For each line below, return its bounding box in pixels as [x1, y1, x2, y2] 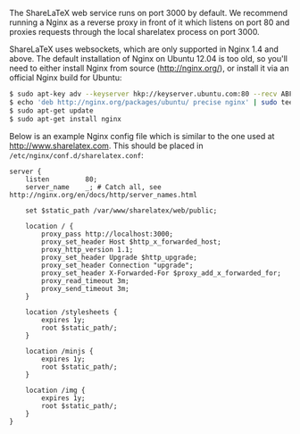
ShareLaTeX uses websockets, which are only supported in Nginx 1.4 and [9, 44, 279, 54]
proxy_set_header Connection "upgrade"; [41, 261, 194, 270]
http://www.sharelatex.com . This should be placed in [9, 140, 204, 151]
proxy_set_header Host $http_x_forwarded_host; [41, 237, 221, 246]
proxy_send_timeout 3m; [41, 284, 129, 293]
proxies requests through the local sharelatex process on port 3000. [9, 27, 261, 37]
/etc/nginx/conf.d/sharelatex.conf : [9, 149, 145, 160]
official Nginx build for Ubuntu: [9, 72, 122, 83]
